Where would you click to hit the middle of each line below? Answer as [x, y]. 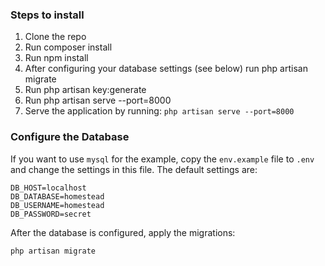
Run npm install [56, 58]
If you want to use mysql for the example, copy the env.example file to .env [162, 159]
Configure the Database [70, 137]
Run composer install [68, 47]
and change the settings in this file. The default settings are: [134, 169]
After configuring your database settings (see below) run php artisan [166, 69]
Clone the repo [55, 37]
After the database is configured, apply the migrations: [123, 232]
